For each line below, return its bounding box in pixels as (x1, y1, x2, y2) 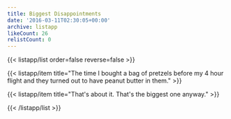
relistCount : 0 (7, 36, 52, 43)
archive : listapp (7, 23, 58, 30)
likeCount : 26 (7, 29, 49, 37)
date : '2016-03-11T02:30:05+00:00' (7, 17, 111, 24)
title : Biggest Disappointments (7, 10, 101, 17)
